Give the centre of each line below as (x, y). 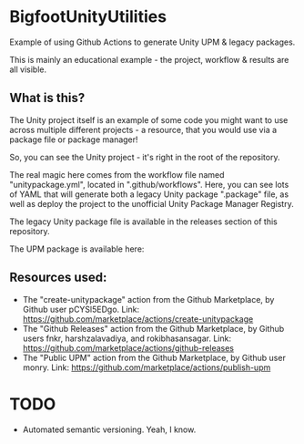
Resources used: (58, 278)
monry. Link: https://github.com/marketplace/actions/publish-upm (147, 367)
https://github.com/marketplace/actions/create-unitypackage (138, 319)
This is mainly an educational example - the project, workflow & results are (149, 59)
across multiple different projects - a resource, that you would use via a (143, 129)
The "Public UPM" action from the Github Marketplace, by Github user (154, 357)
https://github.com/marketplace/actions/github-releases (128, 347)
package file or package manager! (74, 139)
